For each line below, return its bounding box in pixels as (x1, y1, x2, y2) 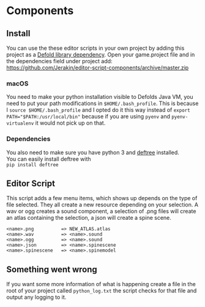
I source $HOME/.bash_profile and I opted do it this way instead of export (6, 106, 191, 114)
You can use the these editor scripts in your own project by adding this (6, 44, 185, 52)
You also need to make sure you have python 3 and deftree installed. (6, 149, 179, 156)
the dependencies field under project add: (6, 58, 113, 64)
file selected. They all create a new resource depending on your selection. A (6, 201, 199, 209)
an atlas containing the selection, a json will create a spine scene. (6, 214, 171, 222)
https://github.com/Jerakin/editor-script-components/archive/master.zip (6, 64, 189, 71)
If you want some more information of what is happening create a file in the (6, 281, 196, 288)
